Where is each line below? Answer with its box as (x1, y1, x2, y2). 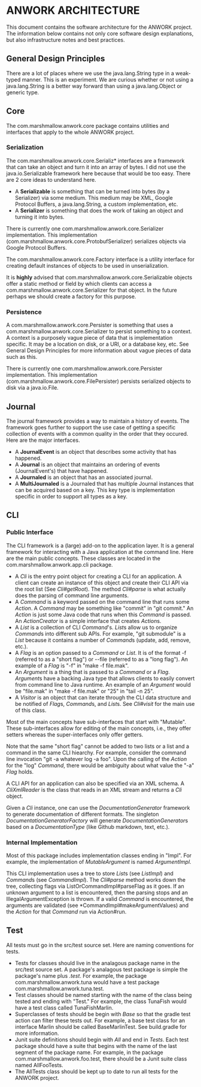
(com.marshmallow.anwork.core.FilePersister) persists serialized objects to (6, 378, 191, 385)
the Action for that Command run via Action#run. (6, 908, 127, 915)
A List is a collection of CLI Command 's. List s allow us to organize (14, 624, 178, 631)
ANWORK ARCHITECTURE (6, 4, 141, 17)
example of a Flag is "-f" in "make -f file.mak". (14, 661, 129, 669)
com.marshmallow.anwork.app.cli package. (6, 561, 113, 568)
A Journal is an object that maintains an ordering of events (14, 460, 160, 468)
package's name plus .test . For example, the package (14, 972, 147, 979)
